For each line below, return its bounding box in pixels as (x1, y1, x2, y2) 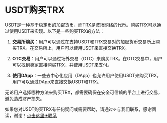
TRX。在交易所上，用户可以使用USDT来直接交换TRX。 (16, 45, 130, 51)
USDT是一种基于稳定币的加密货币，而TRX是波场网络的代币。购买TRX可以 (5, 22, 157, 28)
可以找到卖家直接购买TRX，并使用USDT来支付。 (12, 62, 112, 68)
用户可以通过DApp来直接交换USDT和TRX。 (12, 78, 101, 85)
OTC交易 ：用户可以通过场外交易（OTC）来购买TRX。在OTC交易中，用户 (12, 55, 163, 61)
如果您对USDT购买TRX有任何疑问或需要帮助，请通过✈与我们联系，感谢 (5, 106, 152, 112)
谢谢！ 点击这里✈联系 (13, 112, 57, 118)
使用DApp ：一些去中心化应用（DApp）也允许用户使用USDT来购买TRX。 (12, 72, 161, 78)
